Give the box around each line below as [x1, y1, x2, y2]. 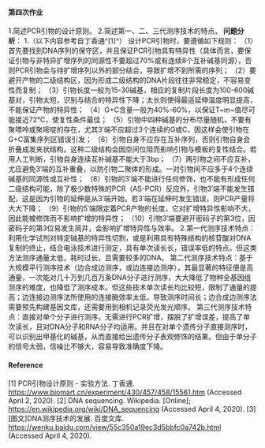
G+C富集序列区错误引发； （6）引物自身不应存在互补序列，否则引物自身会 [8, 135, 251, 144]
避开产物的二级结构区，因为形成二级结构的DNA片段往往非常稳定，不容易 [8, 76, 244, 85]
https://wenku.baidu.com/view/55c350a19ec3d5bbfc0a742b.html [8, 423, 222, 432]
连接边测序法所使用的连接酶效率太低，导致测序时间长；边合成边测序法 [28, 293, 257, 302]
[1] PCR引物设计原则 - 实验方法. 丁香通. [8, 379, 136, 388]
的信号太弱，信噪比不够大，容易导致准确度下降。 [8, 342, 167, 351]
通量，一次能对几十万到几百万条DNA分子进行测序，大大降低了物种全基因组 [8, 273, 252, 282]
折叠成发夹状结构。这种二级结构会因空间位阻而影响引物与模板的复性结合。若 [8, 144, 257, 154]
